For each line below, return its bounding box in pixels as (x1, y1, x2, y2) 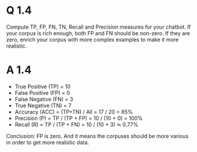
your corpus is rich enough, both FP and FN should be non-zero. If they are (6, 29, 190, 36)
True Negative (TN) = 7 (14, 102, 72, 109)
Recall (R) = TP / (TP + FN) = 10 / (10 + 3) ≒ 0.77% (14, 120, 138, 128)
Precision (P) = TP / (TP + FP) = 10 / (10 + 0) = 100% (14, 114, 143, 122)
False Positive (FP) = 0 (14, 89, 70, 96)
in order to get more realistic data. (6, 138, 90, 146)
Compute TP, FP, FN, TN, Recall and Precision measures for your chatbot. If (6, 23, 191, 30)
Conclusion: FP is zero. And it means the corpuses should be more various (6, 132, 189, 139)
